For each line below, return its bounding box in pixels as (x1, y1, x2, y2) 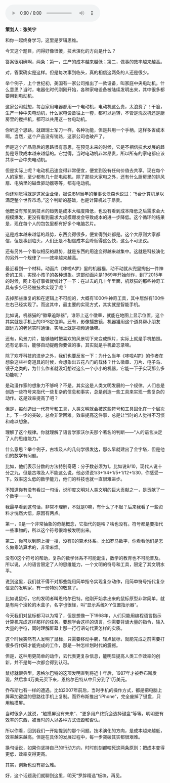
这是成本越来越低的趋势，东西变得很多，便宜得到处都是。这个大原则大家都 (5, 231, 160, 237)
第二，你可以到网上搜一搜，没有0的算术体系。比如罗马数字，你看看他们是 (5, 538, 159, 544)
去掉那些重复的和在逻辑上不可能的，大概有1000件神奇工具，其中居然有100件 (5, 295, 165, 301)
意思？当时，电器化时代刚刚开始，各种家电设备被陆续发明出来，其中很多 (9, 86, 160, 93)
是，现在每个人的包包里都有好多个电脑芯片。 (5, 221, 99, 227)
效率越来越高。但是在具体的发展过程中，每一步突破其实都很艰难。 (5, 734, 143, 740)
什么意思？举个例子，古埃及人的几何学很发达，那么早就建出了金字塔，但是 (5, 446, 160, 452)
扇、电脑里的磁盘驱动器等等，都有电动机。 (5, 180, 94, 186)
